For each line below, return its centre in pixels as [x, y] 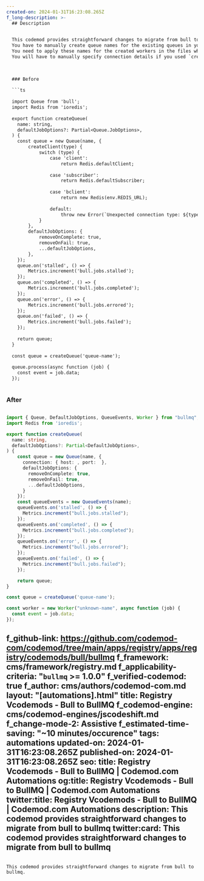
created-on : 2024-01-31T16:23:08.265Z [55, 12]
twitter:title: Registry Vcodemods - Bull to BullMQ [102, 800]
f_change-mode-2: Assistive [62, 724]
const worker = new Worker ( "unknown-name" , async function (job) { [93, 608]
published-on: [107, 752]
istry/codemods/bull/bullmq [61, 658]
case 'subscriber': [74, 175]
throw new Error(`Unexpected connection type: [121, 214]
